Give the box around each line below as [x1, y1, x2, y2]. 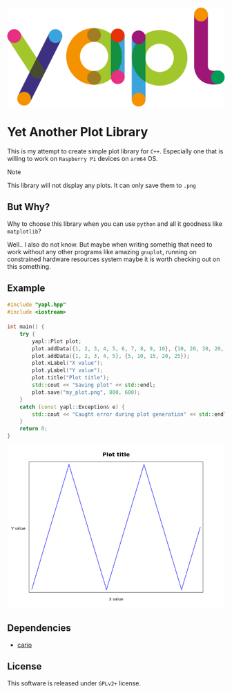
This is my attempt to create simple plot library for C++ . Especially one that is [7, 146, 224, 155]
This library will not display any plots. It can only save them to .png [7, 181, 197, 189]
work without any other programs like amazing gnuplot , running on [7, 247, 197, 256]
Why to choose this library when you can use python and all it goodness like [7, 219, 223, 228]
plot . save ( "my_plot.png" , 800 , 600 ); [32, 388, 140, 396]
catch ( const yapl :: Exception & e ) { [19, 404, 126, 410]
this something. [7, 262, 51, 270]
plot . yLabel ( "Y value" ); [32, 367, 104, 374]
